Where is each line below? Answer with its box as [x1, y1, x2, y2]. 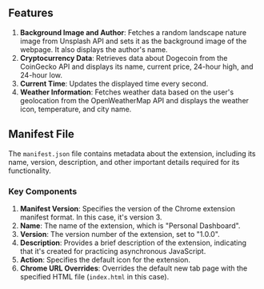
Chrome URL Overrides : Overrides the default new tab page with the [19, 263, 248, 273]
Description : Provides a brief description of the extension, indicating [19, 238, 246, 247]
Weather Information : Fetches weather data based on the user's [19, 87, 234, 97]
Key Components [8, 186, 78, 197]
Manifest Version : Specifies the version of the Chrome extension [19, 203, 236, 213]
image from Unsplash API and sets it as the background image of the [19, 36, 247, 46]
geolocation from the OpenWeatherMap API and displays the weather [19, 95, 250, 105]
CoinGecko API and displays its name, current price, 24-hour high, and [19, 62, 254, 71]
